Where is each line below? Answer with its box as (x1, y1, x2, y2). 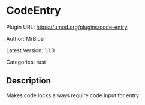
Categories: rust (6, 58, 46, 65)
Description (6, 76, 51, 86)
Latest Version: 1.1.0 (6, 46, 55, 54)
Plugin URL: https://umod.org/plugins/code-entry (6, 23, 128, 31)
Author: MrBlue (6, 35, 44, 42)
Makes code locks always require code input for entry (6, 91, 140, 99)
